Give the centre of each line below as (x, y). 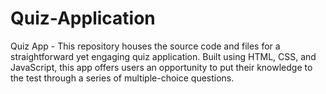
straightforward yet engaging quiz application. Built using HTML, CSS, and (163, 56)
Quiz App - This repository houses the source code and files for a (145, 46)
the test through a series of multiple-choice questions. (122, 78)
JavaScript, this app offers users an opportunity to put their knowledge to (161, 67)
